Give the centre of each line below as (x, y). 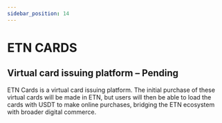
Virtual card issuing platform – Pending (93, 73)
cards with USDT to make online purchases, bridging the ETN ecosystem (111, 104)
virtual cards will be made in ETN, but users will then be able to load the (109, 97)
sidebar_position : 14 (38, 13)
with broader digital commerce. (52, 112)
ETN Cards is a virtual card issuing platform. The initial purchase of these (111, 90)
